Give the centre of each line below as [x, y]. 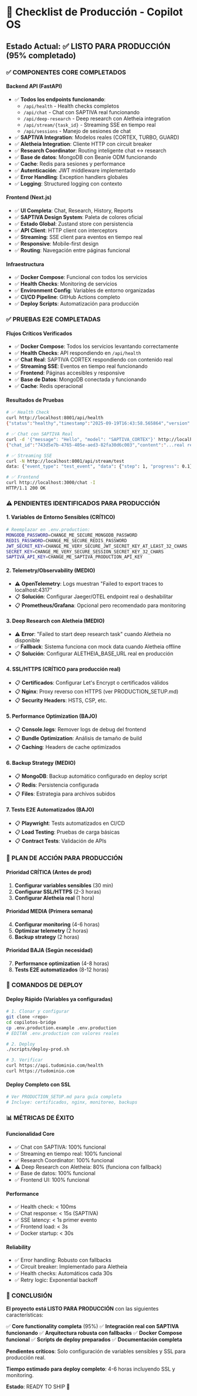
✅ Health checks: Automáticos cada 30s [63, 1274]
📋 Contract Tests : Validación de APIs [60, 841]
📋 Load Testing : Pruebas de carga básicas [67, 832]
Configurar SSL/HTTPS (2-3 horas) [58, 891]
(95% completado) [41, 55]
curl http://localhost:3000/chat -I [51, 483]
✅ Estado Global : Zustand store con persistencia [74, 224]
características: [25, 1315]
